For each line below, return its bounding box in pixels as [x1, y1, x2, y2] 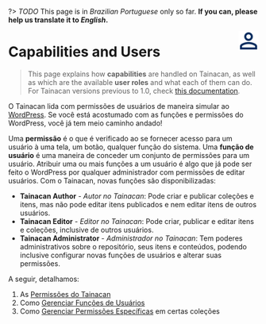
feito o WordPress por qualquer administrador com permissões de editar [8, 167, 245, 177]
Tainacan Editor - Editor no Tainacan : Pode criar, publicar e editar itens [19, 216, 254, 226]
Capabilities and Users [8, 43, 161, 61]
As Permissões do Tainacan [19, 289, 111, 299]
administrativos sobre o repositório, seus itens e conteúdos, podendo [19, 241, 248, 251]
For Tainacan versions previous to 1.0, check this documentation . [27, 86, 241, 95]
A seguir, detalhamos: [8, 274, 79, 283]
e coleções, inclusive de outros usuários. [19, 225, 154, 234]
